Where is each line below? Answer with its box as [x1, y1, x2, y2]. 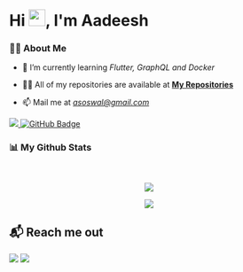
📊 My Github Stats [9, 142, 92, 154]
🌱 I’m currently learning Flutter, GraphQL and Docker [21, 62, 216, 73]
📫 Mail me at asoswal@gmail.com [21, 97, 150, 108]
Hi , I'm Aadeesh [9, 11, 149, 31]
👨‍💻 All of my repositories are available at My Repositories [21, 80, 233, 90]
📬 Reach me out [9, 225, 104, 240]
